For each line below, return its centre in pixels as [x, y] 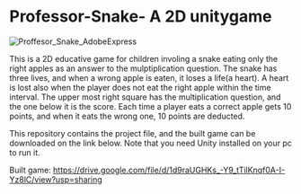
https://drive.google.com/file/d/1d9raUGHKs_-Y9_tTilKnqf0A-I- [169, 170]
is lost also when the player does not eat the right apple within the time [140, 87]
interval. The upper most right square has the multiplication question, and [145, 97]
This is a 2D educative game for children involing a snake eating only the [144, 58]
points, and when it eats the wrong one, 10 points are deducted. [127, 116]
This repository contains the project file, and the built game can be [133, 133]
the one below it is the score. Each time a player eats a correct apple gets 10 [150, 106]
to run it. [25, 152]
